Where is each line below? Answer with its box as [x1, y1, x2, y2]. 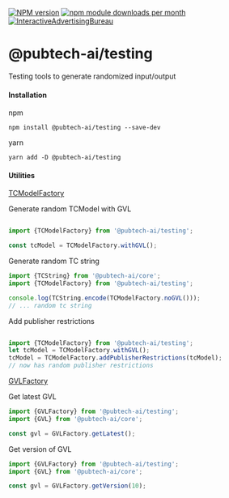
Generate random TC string [8, 256, 100, 266]
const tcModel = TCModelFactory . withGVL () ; [8, 241, 158, 250]
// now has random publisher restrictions [8, 361, 154, 370]
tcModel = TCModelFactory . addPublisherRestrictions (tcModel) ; [8, 354, 223, 362]
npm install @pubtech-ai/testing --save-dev [8, 124, 161, 132]
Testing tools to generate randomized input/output [8, 71, 176, 81]
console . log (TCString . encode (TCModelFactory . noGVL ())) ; [8, 294, 201, 302]
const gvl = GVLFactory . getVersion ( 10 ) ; [8, 482, 147, 490]
